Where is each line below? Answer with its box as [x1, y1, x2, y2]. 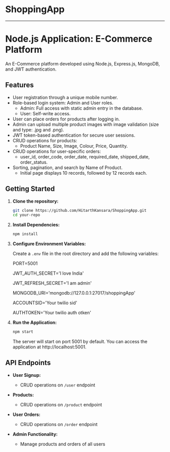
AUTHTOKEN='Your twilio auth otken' [12, 310, 92, 316]
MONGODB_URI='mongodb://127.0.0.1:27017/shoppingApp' [12, 290, 136, 296]
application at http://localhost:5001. [12, 344, 87, 350]
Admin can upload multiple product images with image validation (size [12, 121, 159, 127]
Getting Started [5, 184, 55, 193]
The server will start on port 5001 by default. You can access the [12, 339, 148, 344]
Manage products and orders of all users [20, 441, 105, 447]
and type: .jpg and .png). [12, 126, 64, 133]
